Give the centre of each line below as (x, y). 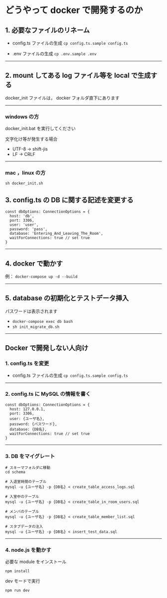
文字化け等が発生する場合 (31, 139)
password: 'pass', (29, 229)
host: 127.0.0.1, (28, 409)
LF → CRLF (24, 154)
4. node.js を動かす (28, 550)
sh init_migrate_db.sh (36, 327)
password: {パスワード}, (33, 424)
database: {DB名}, (28, 429)
